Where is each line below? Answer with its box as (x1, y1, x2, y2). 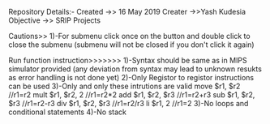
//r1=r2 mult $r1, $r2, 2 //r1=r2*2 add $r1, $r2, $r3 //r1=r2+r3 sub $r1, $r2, (8, 90, 255, 100)
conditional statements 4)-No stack (8, 107, 127, 117)
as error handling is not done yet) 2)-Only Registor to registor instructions (8, 73, 254, 82)
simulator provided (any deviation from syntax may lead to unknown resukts (8, 64, 262, 74)
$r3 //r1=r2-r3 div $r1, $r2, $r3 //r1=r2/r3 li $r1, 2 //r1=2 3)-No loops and (8, 99, 249, 108)
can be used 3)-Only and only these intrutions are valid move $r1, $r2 (8, 81, 241, 91)
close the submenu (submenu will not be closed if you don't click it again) (8, 40, 255, 49)
